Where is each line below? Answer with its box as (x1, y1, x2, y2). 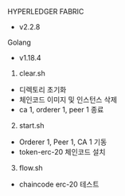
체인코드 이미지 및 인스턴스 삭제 (18, 95, 117, 104)
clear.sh (18, 69, 45, 78)
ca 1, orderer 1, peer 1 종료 (18, 105, 104, 114)
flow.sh (18, 163, 43, 172)
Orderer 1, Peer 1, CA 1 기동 (18, 137, 107, 147)
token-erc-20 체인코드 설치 (18, 147, 106, 156)
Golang (7, 37, 31, 47)
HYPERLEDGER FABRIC (7, 7, 84, 16)
